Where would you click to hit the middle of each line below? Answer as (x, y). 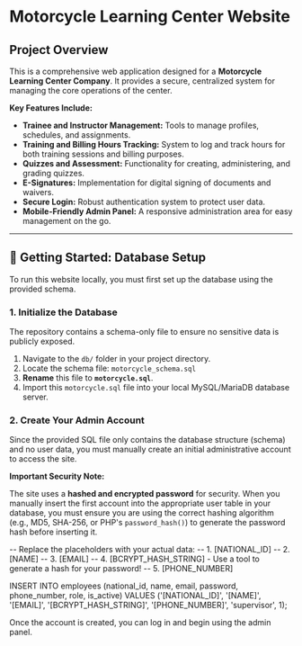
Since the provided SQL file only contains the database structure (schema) (147, 440)
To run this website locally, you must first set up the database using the (141, 279)
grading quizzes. (53, 173)
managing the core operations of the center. (91, 90)
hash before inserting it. (53, 532)
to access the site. (43, 459)
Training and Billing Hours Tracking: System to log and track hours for (154, 144)
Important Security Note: (57, 476)
